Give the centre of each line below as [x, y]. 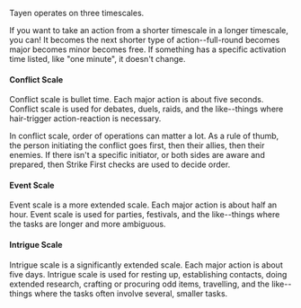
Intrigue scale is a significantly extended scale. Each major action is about [146, 265]
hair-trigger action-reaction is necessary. [85, 119]
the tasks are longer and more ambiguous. [88, 224]
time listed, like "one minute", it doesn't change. [97, 59]
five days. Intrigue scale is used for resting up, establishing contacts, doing [148, 274]
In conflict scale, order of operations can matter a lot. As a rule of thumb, [144, 136]
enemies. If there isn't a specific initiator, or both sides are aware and [137, 155]
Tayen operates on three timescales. [77, 13]
